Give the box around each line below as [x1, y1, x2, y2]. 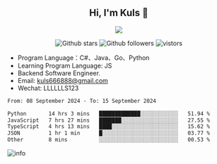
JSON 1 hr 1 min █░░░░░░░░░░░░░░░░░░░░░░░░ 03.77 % [7, 130, 211, 137]
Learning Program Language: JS [17, 61, 112, 70]
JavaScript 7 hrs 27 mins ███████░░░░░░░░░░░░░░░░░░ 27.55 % [7, 117, 211, 124]
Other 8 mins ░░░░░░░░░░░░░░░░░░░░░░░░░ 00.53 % [7, 137, 211, 144]
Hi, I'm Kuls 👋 [89, 7, 148, 19]
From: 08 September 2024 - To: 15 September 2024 [7, 97, 157, 104]
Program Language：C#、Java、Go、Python [17, 53, 150, 62]
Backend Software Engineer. [17, 68, 101, 77]
